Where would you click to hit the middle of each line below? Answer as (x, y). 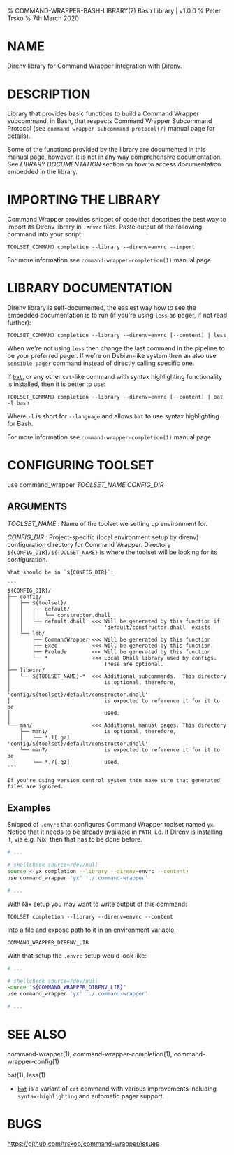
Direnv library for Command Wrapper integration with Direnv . (95, 66)
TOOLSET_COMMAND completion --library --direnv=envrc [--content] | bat (115, 397)
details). (19, 136)
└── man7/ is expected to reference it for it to (120, 750)
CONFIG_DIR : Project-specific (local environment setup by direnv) (103, 537)
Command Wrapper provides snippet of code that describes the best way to (117, 219)
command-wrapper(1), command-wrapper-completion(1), (90, 1054)
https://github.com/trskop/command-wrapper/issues (83, 1143)
